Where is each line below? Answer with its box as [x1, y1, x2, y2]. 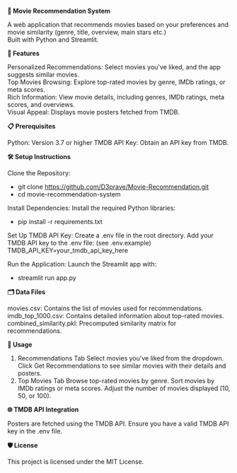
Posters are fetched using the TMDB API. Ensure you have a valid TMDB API [7, 419, 229, 428]
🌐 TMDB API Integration [7, 405, 79, 414]
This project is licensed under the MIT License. [7, 457, 144, 466]
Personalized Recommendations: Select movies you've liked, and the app [7, 63, 221, 71]
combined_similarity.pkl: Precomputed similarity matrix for [7, 319, 177, 327]
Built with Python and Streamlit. [7, 35, 99, 44]
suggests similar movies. [7, 71, 80, 78]
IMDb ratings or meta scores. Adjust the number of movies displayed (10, [17, 384, 231, 392]
